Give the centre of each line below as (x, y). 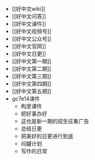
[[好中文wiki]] (29, 9)
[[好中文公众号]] (32, 39)
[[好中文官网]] (29, 46)
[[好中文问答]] (29, 16)
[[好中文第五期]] (32, 91)
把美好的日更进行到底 (47, 136)
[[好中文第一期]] (32, 61)
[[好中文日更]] (29, 54)
